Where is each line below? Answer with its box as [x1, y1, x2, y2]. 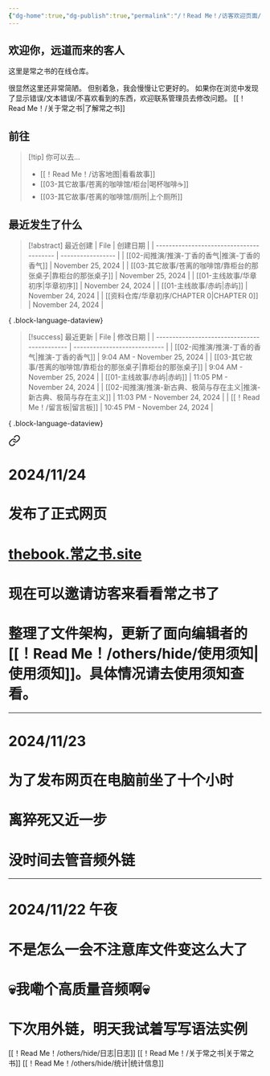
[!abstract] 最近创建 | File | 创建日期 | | [27, 240, 154, 250]
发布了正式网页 [8, 505, 108, 524]
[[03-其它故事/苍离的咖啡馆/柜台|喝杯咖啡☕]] [39, 179, 189, 189]
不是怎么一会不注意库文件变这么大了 [8, 940, 248, 959]
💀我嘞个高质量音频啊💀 [8, 980, 150, 998]
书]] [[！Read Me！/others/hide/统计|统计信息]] [8, 1058, 165, 1068]
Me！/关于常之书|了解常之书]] [27, 104, 126, 113]
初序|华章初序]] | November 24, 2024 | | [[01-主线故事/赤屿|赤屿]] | [27, 281, 248, 290]
